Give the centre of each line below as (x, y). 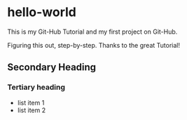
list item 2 (32, 110)
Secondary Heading (52, 67)
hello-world (42, 12)
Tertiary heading (36, 87)
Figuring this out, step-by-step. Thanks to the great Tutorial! (94, 45)
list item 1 (31, 102)
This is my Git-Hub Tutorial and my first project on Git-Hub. (92, 32)
